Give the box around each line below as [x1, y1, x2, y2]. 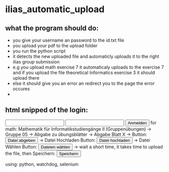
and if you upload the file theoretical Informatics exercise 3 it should [12, 70, 155, 76]
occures [12, 86, 30, 92]
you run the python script [12, 48, 66, 54]
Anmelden [127, 120, 147, 125]
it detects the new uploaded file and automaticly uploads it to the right [12, 53, 159, 59]
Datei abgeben [8, 137, 36, 143]
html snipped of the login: [5, 106, 88, 115]
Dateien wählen [41, 144, 70, 150]
